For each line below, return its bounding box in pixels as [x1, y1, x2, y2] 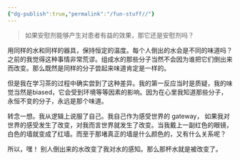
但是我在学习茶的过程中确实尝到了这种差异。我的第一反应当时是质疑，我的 [7, 79, 226, 87]
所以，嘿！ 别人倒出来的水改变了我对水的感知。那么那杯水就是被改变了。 [7, 144, 222, 153]
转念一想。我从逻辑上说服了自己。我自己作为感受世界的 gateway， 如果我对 [7, 112, 230, 120]
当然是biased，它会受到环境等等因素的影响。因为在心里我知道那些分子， [13, 87, 227, 96]
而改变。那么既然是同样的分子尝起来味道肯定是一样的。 [7, 63, 170, 72]
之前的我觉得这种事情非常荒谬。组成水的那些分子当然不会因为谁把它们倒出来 [7, 55, 233, 63]
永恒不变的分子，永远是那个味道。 [7, 97, 108, 105]
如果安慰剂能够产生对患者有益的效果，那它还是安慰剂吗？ [24, 31, 194, 39]
